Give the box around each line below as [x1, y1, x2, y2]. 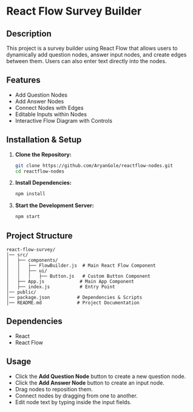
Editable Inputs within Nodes [15, 111, 87, 118]
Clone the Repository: [15, 151, 72, 158]
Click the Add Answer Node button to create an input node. [15, 379, 165, 386]
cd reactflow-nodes [15, 168, 65, 174]
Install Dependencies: [15, 179, 72, 187]
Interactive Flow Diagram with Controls [15, 117, 113, 124]
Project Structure [6, 230, 73, 241]
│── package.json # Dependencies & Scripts [6, 294, 143, 300]
